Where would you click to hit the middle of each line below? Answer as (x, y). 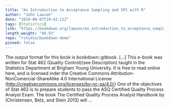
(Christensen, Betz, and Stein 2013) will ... (49, 100)
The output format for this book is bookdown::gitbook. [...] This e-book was (84, 57)
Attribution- (123, 73)
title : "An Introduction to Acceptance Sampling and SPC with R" (75, 10)
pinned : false (20, 43)
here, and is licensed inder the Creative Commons (57, 73)
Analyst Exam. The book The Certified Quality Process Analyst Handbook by (85, 94)
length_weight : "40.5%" (30, 33)
